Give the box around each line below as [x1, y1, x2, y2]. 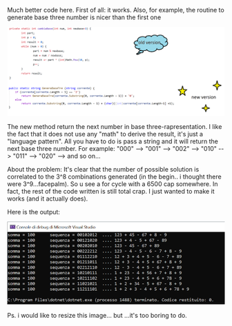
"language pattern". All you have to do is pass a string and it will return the [7, 137, 219, 145]
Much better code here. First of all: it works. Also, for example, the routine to [7, 6, 224, 14]
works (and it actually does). [7, 194, 88, 203]
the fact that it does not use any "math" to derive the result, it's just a [7, 130, 204, 139]
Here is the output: [7, 208, 61, 216]
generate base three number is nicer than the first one [7, 13, 162, 21]
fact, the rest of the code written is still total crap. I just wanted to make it [7, 187, 215, 196]
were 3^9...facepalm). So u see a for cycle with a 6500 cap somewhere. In [7, 180, 219, 188]
